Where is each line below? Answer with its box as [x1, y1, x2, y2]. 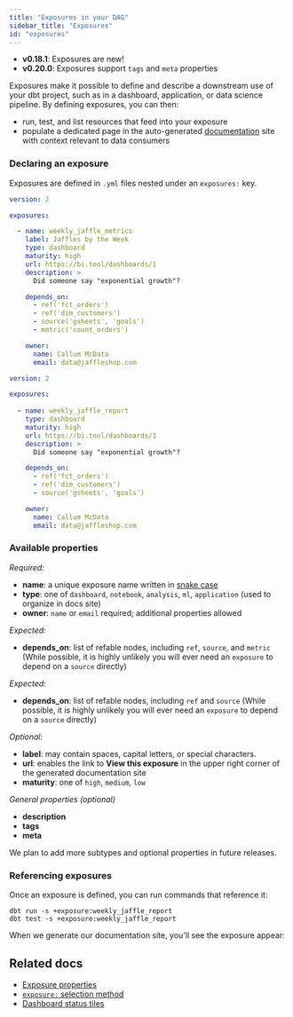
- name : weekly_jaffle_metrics [17, 227, 133, 236]
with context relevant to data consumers [21, 135, 170, 146]
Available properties [9, 542, 99, 555]
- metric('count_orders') [32, 326, 129, 335]
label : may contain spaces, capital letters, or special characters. [21, 748, 257, 759]
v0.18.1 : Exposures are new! [21, 54, 124, 65]
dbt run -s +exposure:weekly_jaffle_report [9, 907, 173, 916]
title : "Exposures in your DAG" [9, 12, 129, 22]
